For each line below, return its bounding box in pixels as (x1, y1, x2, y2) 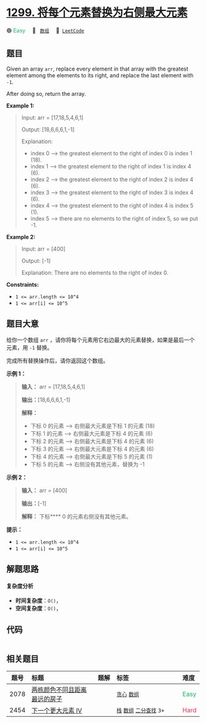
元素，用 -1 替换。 (6, 343, 53, 351)
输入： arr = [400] (21, 487, 67, 494)
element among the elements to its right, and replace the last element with (6, 71, 194, 79)
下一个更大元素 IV (31, 706, 83, 714)
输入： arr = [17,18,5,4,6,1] (21, 383, 86, 390)
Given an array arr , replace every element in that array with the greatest (6, 65, 189, 72)
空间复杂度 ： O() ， (15, 604, 62, 612)
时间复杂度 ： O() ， (15, 597, 62, 604)
